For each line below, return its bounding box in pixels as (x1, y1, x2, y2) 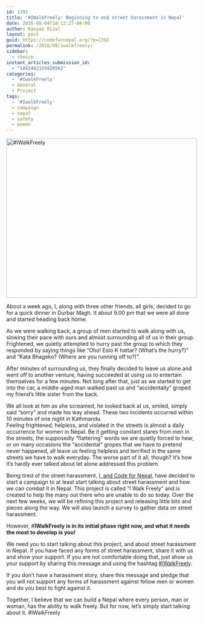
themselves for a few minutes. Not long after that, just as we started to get (6, 378, 192, 385)
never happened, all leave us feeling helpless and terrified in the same (6, 448, 181, 455)
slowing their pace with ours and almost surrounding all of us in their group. (6, 334, 195, 341)
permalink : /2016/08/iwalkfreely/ (6, 43, 94, 49)
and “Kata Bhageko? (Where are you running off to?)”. (6, 353, 140, 360)
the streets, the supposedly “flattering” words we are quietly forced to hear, (6, 434, 195, 442)
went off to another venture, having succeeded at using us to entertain (6, 371, 182, 379)
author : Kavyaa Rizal (6, 25, 61, 32)
